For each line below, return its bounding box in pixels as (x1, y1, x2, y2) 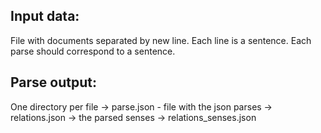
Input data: (10, 8, 80, 25)
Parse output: (10, 74, 97, 91)
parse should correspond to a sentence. (10, 45, 176, 57)
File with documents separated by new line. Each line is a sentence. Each (10, 34, 312, 46)
